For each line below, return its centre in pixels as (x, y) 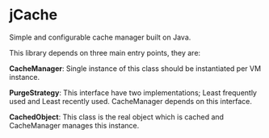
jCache (34, 15)
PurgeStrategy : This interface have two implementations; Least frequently (133, 92)
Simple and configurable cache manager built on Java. (100, 37)
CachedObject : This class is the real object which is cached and (117, 117)
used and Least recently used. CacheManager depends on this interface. (131, 101)
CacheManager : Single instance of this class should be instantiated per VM (135, 68)
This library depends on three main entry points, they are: (105, 52)
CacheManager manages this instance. (74, 125)
